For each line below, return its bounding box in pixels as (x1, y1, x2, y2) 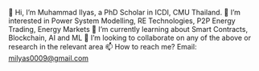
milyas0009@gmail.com (8, 53, 89, 63)
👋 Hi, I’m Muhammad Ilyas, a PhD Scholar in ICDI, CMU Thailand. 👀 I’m (8, 8, 241, 17)
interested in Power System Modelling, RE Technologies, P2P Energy (8, 16, 236, 26)
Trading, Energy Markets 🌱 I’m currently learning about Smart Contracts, (8, 25, 248, 34)
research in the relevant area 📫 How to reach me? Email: (8, 42, 197, 51)
